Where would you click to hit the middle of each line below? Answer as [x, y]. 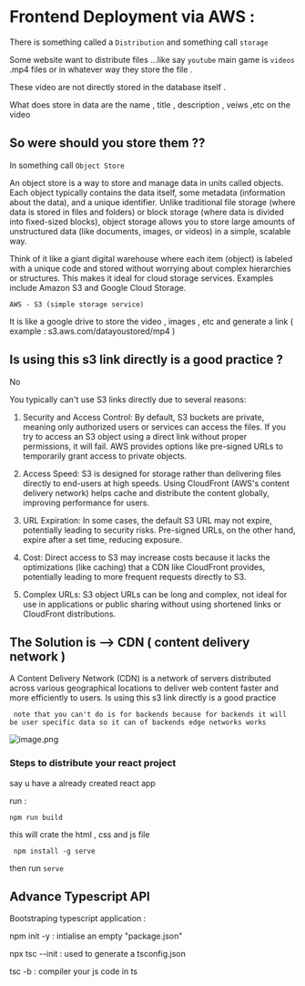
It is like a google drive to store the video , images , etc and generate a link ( [152, 321]
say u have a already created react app [83, 783]
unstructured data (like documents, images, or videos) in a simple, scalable [150, 231]
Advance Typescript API [80, 897]
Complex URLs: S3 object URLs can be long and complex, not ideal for [155, 594]
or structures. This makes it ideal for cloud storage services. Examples [142, 278]
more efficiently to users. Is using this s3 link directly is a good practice [143, 698]
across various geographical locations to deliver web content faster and [144, 688]
